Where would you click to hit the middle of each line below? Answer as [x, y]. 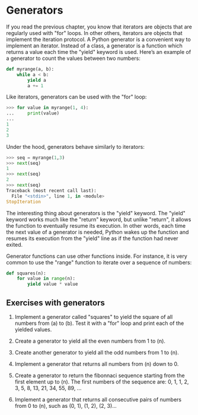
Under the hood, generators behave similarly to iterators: [76, 146]
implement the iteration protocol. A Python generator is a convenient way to [98, 39]
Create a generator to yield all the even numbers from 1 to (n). [90, 341]
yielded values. [33, 329]
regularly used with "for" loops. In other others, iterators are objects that [94, 33]
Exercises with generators [55, 303]
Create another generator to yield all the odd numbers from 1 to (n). [97, 352]
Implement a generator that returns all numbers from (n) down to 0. [97, 364]
